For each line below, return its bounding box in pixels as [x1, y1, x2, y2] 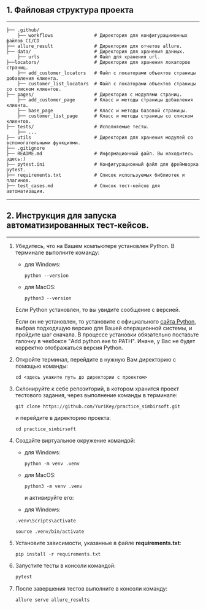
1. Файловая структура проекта [6, 5, 134, 15]
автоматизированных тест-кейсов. [6, 220, 149, 231]
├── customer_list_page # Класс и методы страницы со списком [17, 113, 193, 119]
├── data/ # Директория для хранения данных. [6, 48, 185, 55]
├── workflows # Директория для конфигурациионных [17, 32, 188, 39]
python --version [24, 273, 69, 279]
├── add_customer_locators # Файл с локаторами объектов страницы [17, 70, 196, 76]
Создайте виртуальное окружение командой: [15, 436, 135, 444]
